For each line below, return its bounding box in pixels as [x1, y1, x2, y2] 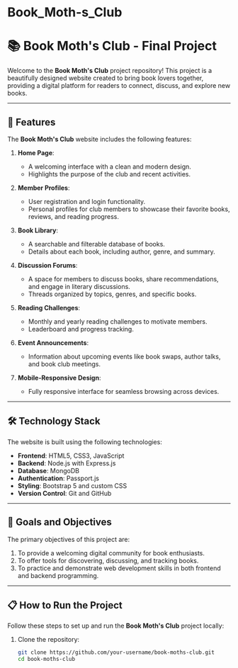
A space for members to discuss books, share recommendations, [28, 274, 219, 283]
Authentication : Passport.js [17, 474, 99, 482]
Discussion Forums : [17, 261, 78, 269]
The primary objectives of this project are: [7, 535, 130, 543]
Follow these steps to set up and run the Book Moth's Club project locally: [7, 621, 225, 630]
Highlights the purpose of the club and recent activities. [28, 169, 191, 178]
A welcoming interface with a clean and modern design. [28, 162, 191, 171]
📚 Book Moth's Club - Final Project [7, 38, 217, 54]
